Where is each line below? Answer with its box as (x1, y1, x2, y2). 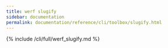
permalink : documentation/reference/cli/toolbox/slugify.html (6, 19, 162, 25)
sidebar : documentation (6, 14, 65, 20)
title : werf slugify (6, 8, 57, 15)
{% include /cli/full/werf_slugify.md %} (6, 36, 100, 43)
